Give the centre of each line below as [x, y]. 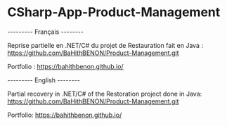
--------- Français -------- [46, 32]
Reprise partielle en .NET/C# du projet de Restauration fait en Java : [105, 45]
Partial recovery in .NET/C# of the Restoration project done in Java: [105, 94]
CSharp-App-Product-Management [114, 12]
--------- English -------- [44, 80]
